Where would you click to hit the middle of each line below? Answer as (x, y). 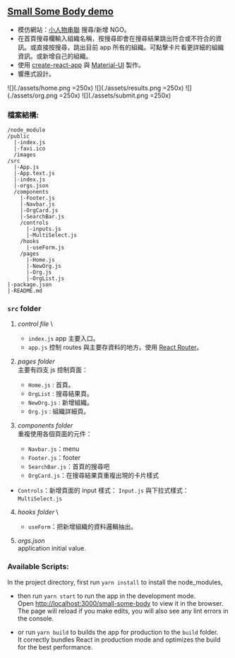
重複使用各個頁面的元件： (55, 434)
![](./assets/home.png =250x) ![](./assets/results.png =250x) (96, 88)
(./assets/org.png (32, 95)
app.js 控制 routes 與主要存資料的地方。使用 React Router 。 (115, 347)
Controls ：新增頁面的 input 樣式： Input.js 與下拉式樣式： (103, 490)
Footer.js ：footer (54, 458)
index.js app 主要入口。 (64, 339)
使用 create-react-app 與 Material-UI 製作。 (81, 65)
